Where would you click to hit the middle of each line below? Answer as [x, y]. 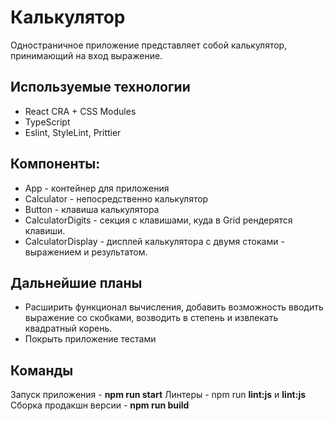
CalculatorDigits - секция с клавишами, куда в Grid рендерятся [158, 220]
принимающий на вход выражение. [86, 55]
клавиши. [45, 230]
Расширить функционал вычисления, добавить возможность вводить [174, 307]
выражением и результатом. [86, 252]
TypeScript [47, 122]
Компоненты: [55, 164]
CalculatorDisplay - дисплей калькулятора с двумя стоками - [154, 241]
